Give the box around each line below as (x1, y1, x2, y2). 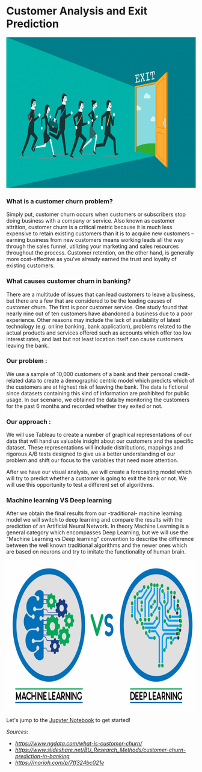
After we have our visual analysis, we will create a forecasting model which (6, 468, 192, 476)
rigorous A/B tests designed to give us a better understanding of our (6, 450, 176, 458)
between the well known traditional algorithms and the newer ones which (6, 542, 188, 549)
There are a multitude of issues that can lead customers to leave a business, (6, 291, 195, 298)
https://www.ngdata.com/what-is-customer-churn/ (14, 740, 142, 747)
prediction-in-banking (14, 753, 70, 760)
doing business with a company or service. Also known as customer (6, 217, 176, 224)
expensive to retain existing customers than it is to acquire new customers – (6, 230, 194, 237)
